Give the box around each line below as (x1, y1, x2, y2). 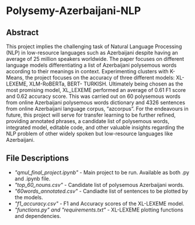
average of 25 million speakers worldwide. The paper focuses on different (6, 56, 184, 62)
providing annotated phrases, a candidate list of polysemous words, (6, 118, 170, 124)
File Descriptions (6, 154, 69, 163)
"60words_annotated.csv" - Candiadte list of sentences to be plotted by (14, 187, 189, 195)
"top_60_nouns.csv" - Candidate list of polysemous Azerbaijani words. (14, 181, 184, 188)
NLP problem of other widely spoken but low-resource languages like (6, 130, 173, 137)
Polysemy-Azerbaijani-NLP (6, 4, 141, 18)
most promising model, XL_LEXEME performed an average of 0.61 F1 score (6, 87, 186, 93)
